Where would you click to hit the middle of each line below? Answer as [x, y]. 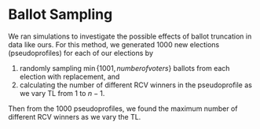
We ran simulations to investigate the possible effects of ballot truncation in [130, 36]
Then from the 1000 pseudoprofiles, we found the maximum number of [123, 109]
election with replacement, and [70, 76]
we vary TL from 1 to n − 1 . [62, 93]
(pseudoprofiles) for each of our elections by [81, 53]
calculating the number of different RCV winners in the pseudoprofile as [136, 85]
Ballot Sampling [60, 15]
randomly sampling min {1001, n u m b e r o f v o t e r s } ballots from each [125, 68]
